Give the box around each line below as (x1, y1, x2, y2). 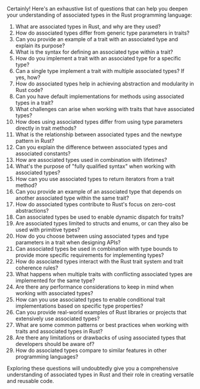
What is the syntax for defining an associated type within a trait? (15, 48, 173, 56)
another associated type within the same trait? (15, 194, 130, 201)
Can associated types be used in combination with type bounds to (15, 245, 178, 252)
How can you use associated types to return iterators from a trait (15, 176, 174, 182)
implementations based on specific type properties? (15, 302, 143, 310)
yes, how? (15, 74, 40, 81)
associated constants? (15, 150, 71, 157)
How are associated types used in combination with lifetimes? (15, 157, 167, 163)
